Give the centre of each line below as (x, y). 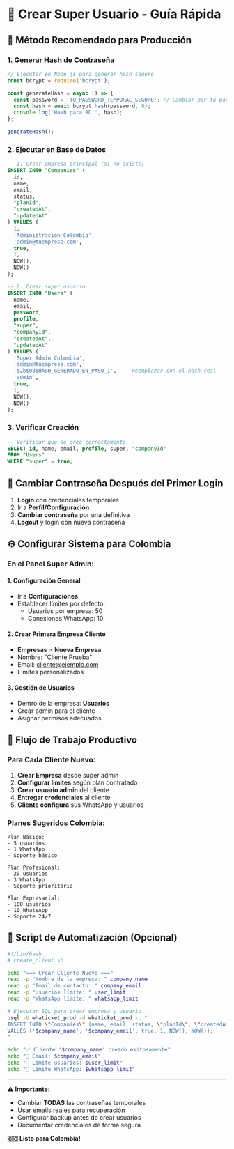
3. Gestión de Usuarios (41, 688)
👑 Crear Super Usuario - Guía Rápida (114, 14)
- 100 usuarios (29, 904)
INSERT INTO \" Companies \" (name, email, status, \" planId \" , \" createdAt (118, 1024)
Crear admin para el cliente (56, 711)
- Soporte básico (32, 855)
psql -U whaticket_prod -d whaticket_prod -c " (78, 1018)
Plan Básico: (26, 837)
